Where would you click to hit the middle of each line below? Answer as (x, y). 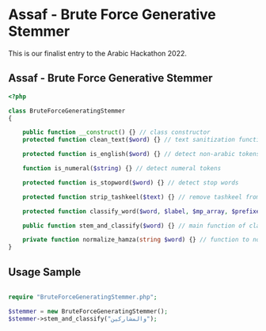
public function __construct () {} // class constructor (117, 132)
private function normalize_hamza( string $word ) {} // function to (136, 240)
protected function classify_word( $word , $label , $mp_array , (125, 211)
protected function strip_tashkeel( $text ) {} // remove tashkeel (133, 197)
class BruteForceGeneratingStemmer (67, 111)
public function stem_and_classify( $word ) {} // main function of (134, 226)
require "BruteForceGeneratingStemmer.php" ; (83, 297)
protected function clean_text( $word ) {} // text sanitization (129, 140)
